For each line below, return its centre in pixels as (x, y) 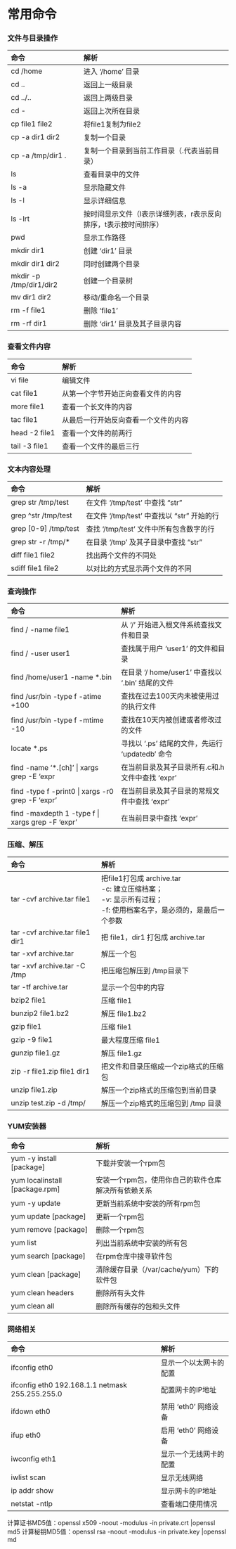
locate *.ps (29, 748)
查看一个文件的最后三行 (101, 446)
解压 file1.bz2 (124, 1013)
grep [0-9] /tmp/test (45, 529)
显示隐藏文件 (105, 188)
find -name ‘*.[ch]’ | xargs (55, 768)
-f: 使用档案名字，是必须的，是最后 (159, 910)
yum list (24, 1242)
